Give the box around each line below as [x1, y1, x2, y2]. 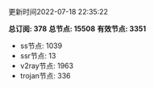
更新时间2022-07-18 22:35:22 [8, 7, 109, 16]
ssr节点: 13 [19, 51, 56, 60]
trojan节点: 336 [19, 71, 71, 80]
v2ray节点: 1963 [19, 61, 74, 70]
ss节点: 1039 [19, 41, 63, 50]
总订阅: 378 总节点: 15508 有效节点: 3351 [8, 24, 147, 34]
